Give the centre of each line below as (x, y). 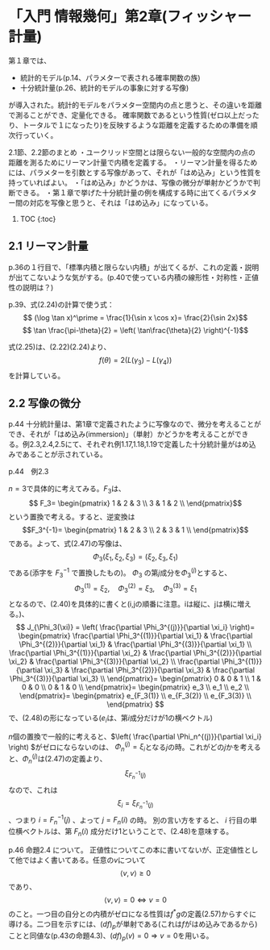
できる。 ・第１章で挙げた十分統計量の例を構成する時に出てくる (122, 192)
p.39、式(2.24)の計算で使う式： (61, 304)
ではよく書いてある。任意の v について (84, 860)
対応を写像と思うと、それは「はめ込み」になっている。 (121, 202)
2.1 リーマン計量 (48, 246)
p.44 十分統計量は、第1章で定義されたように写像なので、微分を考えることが (135, 424)
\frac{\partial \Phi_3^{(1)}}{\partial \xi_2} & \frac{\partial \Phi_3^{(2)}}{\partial (135, 652)
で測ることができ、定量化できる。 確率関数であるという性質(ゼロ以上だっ (130, 115)
